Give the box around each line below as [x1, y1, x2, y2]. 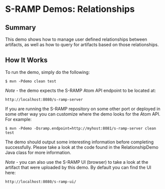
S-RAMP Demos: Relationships [5, 3, 135, 15]
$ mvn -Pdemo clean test [5, 78, 56, 84]
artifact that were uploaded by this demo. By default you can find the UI [5, 164, 152, 170]
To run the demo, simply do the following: [5, 69, 90, 75]
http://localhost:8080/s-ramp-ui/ [5, 179, 77, 184]
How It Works [5, 56, 48, 64]
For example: [5, 116, 32, 122]
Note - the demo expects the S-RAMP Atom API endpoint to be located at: [5, 87, 156, 93]
